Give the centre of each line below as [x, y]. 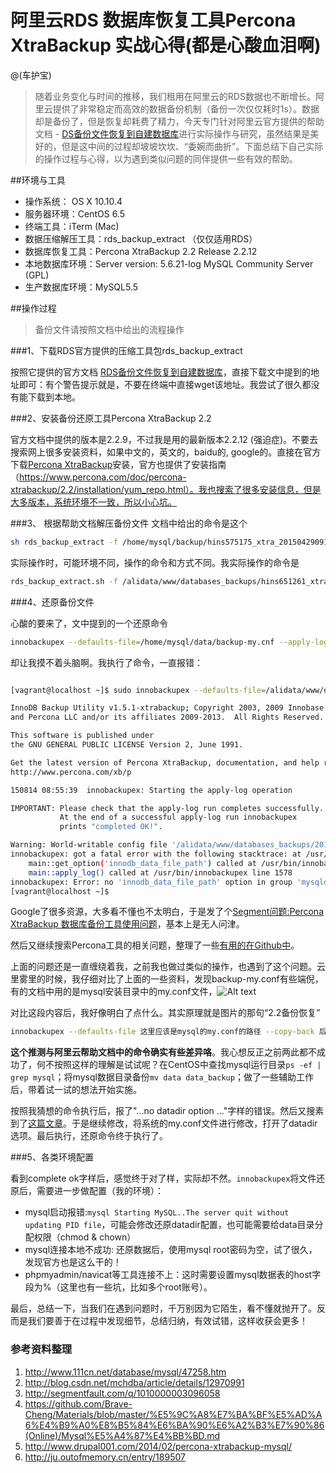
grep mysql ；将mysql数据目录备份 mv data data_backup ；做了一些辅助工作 [162, 1077]
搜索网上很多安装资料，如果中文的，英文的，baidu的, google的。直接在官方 [166, 452]
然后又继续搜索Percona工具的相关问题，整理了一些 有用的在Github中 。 [155, 945]
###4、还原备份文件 [52, 602]
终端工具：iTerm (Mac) [72, 226]
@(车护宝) [31, 75]
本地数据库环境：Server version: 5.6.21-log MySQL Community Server [169, 263]
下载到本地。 [54, 397]
